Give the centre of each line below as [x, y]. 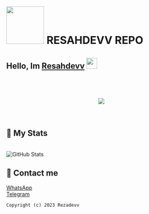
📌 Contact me [32, 173]
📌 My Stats [27, 133]
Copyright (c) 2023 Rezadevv [43, 205]
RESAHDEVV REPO [95, 41]
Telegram [18, 194]
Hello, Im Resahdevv [46, 66]
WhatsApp [19, 188]
